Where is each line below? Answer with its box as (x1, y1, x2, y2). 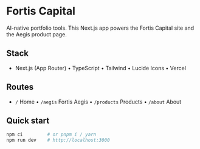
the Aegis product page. (6, 30, 67, 38)
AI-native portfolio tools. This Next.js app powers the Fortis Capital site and (6, 24, 195, 31)
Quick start (6, 115, 50, 125)
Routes (6, 82, 34, 92)
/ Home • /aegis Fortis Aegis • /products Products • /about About (15, 98, 182, 105)
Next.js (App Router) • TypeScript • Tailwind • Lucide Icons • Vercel (15, 64, 187, 71)
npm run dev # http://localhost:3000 (6, 137, 111, 144)
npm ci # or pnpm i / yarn (6, 131, 97, 137)
